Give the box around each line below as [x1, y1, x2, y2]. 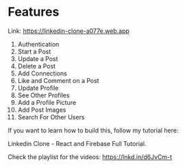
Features [8, 4, 60, 20]
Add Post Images [17, 106, 66, 114]
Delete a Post [17, 62, 56, 70]
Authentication [17, 40, 60, 48]
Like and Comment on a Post [17, 76, 99, 84]
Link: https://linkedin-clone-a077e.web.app [8, 27, 129, 35]
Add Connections [17, 69, 67, 77]
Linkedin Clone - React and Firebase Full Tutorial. [8, 139, 147, 147]
